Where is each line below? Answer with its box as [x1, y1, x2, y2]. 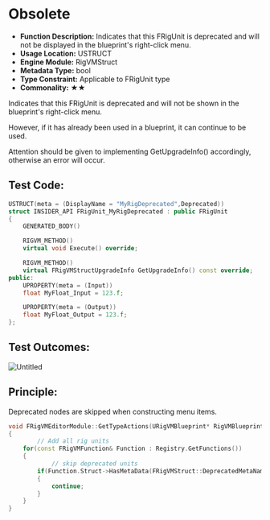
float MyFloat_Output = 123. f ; [22, 311, 128, 319]
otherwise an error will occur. [8, 155, 106, 165]
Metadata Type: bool [19, 65, 91, 75]
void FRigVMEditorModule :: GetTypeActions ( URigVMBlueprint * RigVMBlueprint [8, 422, 264, 431]
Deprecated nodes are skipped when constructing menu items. [8, 407, 217, 416]
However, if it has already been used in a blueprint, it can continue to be [8, 122, 247, 132]
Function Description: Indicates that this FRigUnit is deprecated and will [19, 31, 260, 41]
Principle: [8, 386, 58, 399]
